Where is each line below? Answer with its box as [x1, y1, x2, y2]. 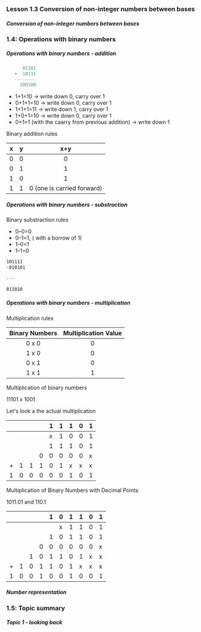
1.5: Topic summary [6, 604, 65, 612]
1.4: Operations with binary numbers [6, 35, 116, 43]
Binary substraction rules [6, 216, 69, 223]
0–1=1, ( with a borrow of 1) [14, 234, 83, 241]
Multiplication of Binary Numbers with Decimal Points [6, 487, 139, 494]
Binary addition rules [6, 130, 58, 138]
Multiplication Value [63, 328, 123, 337]
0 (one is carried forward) [29, 184, 103, 193]
